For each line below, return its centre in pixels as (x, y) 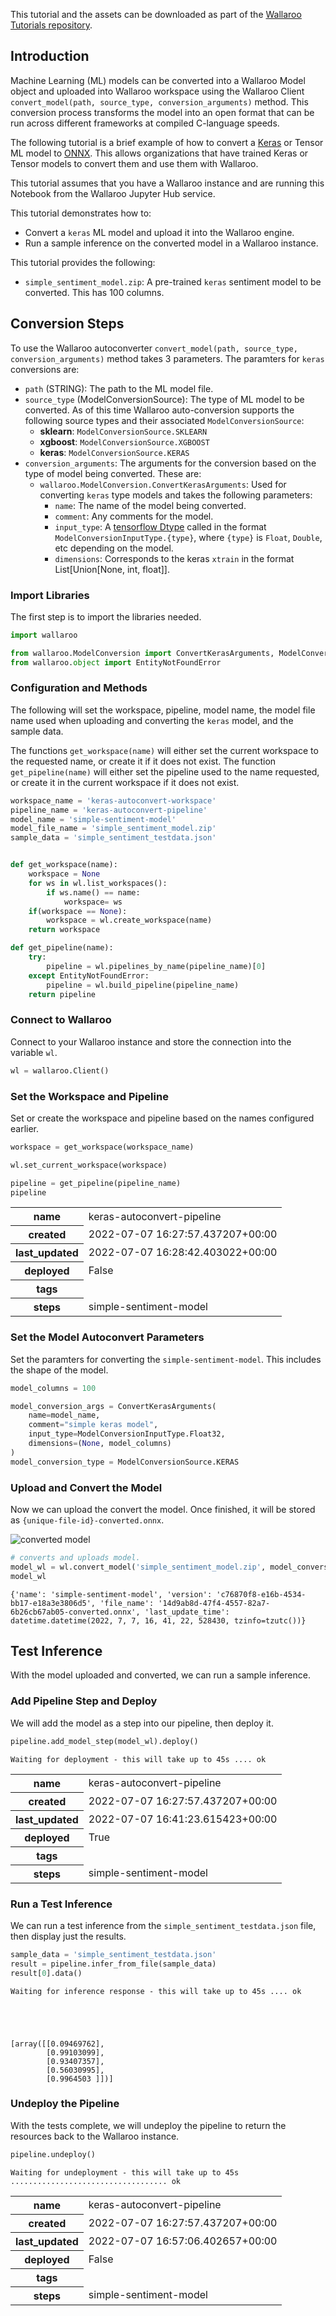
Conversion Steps (67, 324)
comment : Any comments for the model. (134, 516)
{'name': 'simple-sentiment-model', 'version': (111, 1594)
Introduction (50, 56)
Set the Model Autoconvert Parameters (107, 1337)
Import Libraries (50, 595)
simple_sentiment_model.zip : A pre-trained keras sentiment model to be (173, 281)
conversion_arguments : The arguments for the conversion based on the (170, 463)
